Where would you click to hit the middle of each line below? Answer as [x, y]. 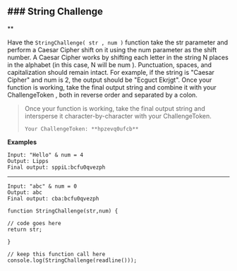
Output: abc [25, 192]
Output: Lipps [28, 161]
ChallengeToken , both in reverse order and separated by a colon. [102, 95]
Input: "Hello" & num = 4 [45, 155]
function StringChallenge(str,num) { [63, 211]
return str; [25, 229]
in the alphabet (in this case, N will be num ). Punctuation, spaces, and [110, 65]
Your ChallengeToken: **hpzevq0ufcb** [81, 129]
